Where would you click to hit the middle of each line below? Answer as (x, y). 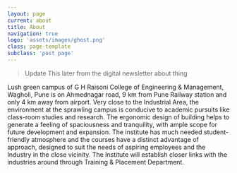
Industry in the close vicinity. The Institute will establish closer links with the (117, 154)
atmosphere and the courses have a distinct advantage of (115, 139)
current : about (30, 20)
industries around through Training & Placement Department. (96, 162)
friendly (19, 139)
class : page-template (39, 47)
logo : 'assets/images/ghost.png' (56, 40)
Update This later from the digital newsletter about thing (106, 73)
